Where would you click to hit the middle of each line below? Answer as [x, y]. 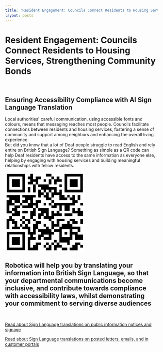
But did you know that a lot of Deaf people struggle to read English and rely [80, 145]
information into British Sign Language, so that [77, 273]
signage [13, 330]
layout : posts [19, 15]
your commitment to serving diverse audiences [78, 303]
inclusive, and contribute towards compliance [76, 288]
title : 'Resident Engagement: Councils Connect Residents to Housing [77, 10]
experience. [17, 140]
